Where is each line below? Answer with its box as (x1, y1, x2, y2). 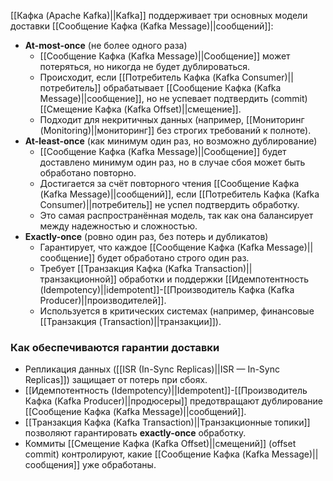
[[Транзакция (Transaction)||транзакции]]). (39, 316, 222, 327)
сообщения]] (24, 459, 81, 471)
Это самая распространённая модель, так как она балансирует (39, 210, 314, 221)
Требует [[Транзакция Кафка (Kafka (39, 263, 193, 274)
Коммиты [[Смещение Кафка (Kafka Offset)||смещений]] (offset (24, 438, 297, 450)
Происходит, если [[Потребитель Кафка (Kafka (39, 71, 240, 83)
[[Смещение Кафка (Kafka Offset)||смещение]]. (39, 103, 242, 115)
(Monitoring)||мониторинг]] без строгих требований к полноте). (39, 125, 312, 136)
